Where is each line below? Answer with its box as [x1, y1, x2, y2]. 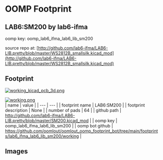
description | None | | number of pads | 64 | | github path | [5, 107, 121, 113]
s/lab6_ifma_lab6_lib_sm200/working [5, 133, 79, 139]
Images [5, 147, 28, 156]
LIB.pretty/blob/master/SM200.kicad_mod [5, 118, 89, 124]
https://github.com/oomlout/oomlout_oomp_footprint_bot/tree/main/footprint [5, 128, 158, 134]
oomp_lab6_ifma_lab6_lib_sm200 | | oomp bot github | [5, 123, 113, 128]
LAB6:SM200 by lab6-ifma [5, 23, 88, 31]
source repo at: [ [5, 45, 38, 51]
